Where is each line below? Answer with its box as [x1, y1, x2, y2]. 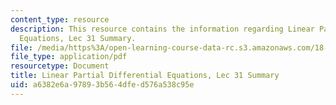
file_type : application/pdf [10, 52, 128, 62]
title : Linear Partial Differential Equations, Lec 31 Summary [10, 71, 280, 81]
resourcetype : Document [10, 61, 110, 71]
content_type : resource [10, 14, 110, 25]
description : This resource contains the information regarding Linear [10, 24, 315, 34]
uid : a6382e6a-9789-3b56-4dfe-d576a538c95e [10, 80, 195, 90]
